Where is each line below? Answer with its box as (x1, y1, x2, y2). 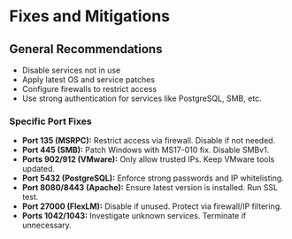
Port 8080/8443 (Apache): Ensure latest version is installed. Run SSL (21, 182, 279, 193)
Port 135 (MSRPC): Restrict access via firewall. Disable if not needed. (21, 135, 276, 146)
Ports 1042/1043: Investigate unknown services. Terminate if (21, 211, 246, 221)
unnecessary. (21, 220, 73, 231)
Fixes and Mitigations (9, 6, 171, 27)
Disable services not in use (21, 65, 121, 75)
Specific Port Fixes (9, 115, 92, 127)
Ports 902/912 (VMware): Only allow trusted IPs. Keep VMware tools (21, 154, 275, 165)
